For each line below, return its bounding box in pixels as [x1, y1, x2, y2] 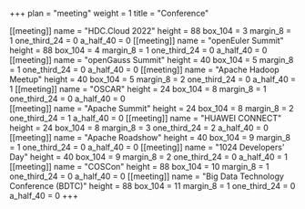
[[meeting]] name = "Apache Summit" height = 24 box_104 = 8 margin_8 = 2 [9, 103, 294, 113]
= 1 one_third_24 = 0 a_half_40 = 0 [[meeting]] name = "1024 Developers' [9, 141, 285, 152]
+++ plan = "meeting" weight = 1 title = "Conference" [9, 8, 209, 18]
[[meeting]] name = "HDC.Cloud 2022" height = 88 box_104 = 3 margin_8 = [9, 26, 292, 36]
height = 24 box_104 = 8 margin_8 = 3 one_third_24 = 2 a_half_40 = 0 [9, 122, 269, 133]
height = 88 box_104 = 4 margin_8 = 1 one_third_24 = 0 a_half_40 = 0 [9, 45, 268, 56]
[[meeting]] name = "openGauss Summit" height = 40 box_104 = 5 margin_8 [9, 55, 294, 65]
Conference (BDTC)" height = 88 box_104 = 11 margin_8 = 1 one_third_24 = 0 [9, 181, 296, 191]
